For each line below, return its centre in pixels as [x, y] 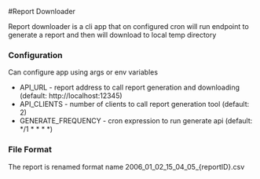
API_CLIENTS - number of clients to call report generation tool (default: [134, 104]
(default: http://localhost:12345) [71, 96]
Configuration [35, 55]
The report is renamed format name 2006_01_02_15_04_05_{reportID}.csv [126, 166]
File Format [30, 150]
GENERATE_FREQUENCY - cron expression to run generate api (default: [136, 121]
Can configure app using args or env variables [83, 72]
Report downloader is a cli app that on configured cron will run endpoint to [128, 26]
